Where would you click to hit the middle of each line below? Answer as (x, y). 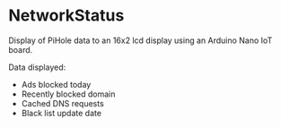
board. (21, 49)
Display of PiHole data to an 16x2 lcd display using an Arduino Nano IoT (140, 40)
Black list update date (61, 113)
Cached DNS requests (62, 103)
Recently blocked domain (68, 94)
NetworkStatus (66, 16)
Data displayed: (37, 67)
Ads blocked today (56, 84)
